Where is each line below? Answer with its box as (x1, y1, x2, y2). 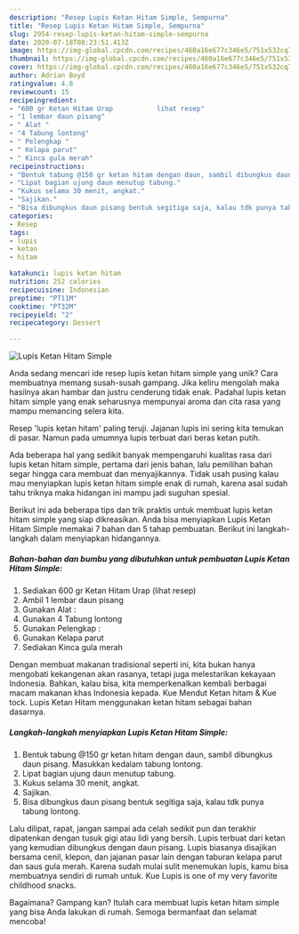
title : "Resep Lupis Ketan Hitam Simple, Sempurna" (9, 21, 205, 30)
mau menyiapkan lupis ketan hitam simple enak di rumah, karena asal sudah (9, 478, 288, 489)
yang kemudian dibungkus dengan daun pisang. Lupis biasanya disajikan (9, 842, 278, 853)
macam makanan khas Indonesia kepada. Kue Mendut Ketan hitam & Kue (9, 688, 278, 698)
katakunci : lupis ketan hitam (9, 269, 122, 278)
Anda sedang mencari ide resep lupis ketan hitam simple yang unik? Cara (9, 368, 279, 379)
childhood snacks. (9, 880, 77, 890)
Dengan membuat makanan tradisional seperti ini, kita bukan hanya (9, 659, 256, 670)
